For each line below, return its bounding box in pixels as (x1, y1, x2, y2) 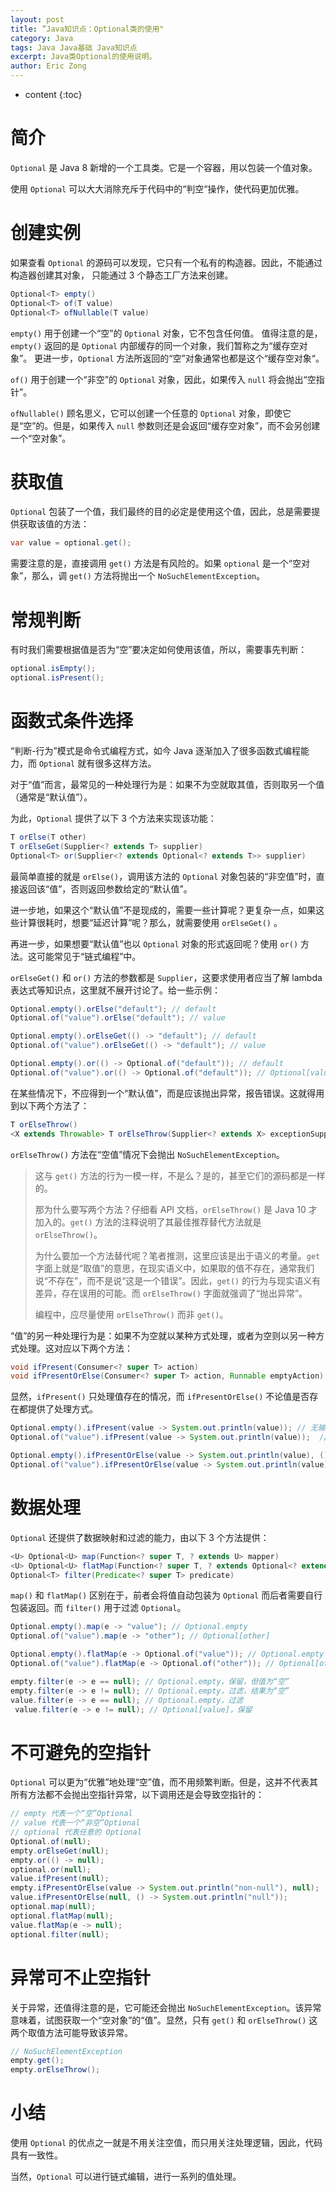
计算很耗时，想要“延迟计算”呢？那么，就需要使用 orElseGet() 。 (18, 916, 283, 928)
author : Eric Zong (10, 61, 87, 71)
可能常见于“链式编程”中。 (36, 950, 142, 962)
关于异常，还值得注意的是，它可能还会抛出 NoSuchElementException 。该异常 (10, 2001, 322, 2013)
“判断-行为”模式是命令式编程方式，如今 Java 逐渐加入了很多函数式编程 (10, 744, 301, 756)
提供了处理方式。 (27, 1403, 98, 1415)
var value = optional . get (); (10, 538, 132, 548)
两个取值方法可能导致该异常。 (10, 2026, 133, 2038)
